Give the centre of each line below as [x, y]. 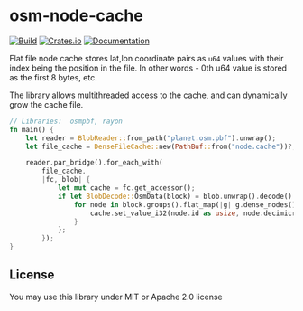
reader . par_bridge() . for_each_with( [95, 163]
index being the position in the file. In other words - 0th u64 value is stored [148, 68]
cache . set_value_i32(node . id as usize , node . [177, 213]
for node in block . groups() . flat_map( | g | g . [159, 204]
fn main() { [32, 129]
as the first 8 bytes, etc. [53, 77]
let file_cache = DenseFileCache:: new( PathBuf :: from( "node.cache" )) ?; [161, 146]
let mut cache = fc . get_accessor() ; [126, 188]
